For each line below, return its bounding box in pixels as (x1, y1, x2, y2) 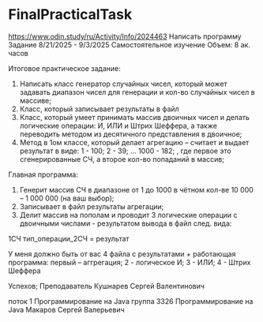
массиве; (19, 95, 52, 105)
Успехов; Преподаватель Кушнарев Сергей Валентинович (8, 281, 205, 290)
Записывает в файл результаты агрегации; (19, 201, 164, 211)
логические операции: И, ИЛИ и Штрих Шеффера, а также (19, 121, 217, 130)
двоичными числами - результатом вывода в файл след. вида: (19, 219, 232, 228)
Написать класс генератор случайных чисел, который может (19, 79, 227, 88)
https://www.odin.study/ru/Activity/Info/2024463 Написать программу (8, 32, 242, 41)
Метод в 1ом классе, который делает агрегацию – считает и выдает (19, 137, 250, 147)
